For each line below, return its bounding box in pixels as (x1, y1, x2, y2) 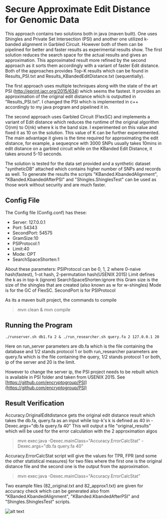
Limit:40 (12, 246, 30, 252)
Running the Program (5, 321, 73, 330)
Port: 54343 (12, 224, 37, 230)
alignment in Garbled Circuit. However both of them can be (22, 41, 143, 47)
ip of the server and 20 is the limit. (5, 359, 76, 365)
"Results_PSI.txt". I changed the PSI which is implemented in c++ (5, 98, 139, 104)
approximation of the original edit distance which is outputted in (5, 93, 136, 99)
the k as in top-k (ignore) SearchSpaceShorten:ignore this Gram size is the (5, 276, 159, 283)
